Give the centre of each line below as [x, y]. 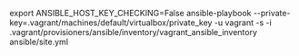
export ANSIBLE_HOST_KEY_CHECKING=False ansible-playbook [130, 13]
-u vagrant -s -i [243, 23]
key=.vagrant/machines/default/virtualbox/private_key [111, 23]
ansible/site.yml [39, 42]
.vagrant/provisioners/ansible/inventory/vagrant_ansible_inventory [133, 32]
